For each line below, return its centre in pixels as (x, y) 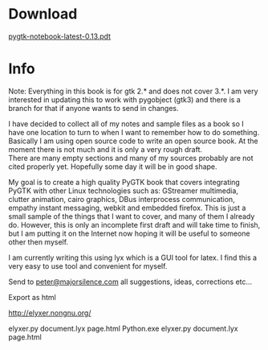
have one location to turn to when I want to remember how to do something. (134, 132)
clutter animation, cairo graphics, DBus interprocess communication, (122, 199)
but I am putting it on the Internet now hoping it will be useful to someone (129, 233)
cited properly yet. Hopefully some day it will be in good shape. (113, 167)
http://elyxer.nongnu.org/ (50, 313)
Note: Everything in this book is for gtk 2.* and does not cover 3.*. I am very (133, 91)
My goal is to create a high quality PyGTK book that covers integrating (124, 182)
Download (43, 14)
